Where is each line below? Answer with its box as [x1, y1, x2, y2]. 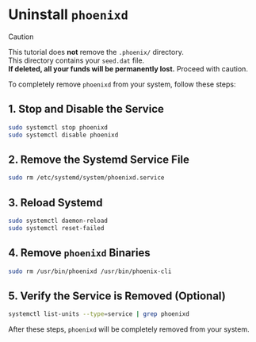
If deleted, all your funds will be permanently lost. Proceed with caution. [8, 63, 248, 73]
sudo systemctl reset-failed [8, 224, 105, 232]
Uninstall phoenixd [8, 6, 128, 24]
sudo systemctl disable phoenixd [8, 131, 119, 139]
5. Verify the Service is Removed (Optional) [8, 289, 226, 302]
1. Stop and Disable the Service [8, 102, 165, 116]
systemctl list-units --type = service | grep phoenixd [8, 310, 190, 318]
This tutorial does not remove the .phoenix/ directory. [8, 47, 184, 56]
